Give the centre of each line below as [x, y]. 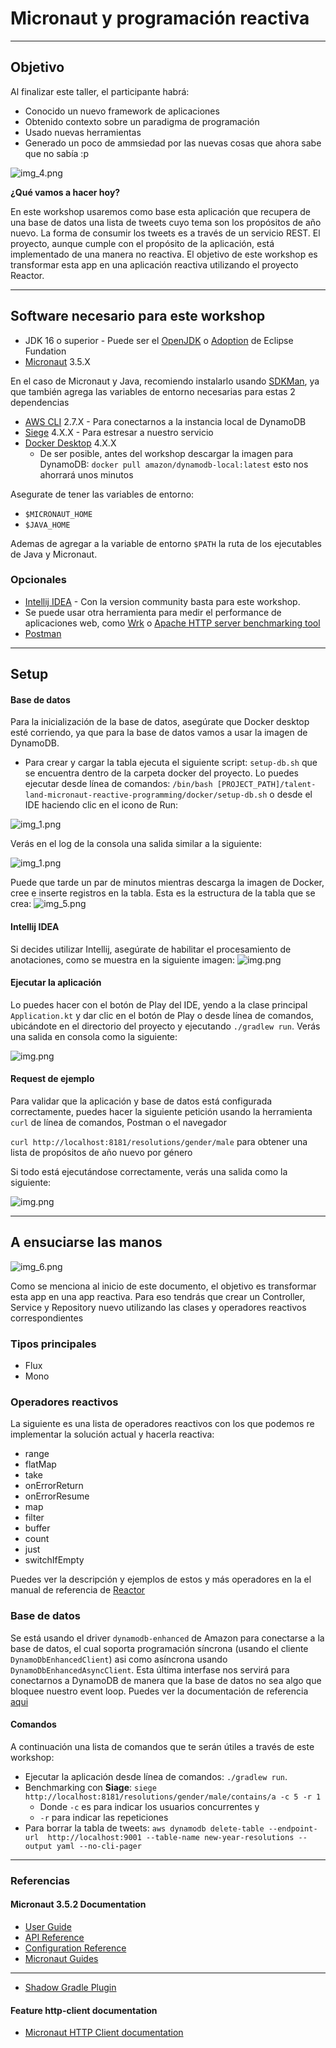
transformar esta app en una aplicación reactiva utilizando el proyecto [154, 264]
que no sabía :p [56, 153]
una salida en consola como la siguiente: [94, 1036]
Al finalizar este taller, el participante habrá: [100, 91]
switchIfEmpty [54, 1560]
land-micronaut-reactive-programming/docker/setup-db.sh [146, 795]
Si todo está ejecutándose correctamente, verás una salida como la [149, 1172]
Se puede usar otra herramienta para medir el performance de [153, 612]
